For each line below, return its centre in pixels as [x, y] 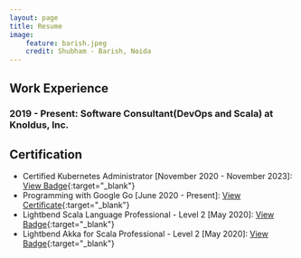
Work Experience [59, 88]
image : [22, 34]
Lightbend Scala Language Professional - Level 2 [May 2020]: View [148, 215]
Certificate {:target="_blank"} [76, 205]
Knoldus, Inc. [39, 125]
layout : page [34, 18]
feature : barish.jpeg [66, 43]
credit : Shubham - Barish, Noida [89, 52]
